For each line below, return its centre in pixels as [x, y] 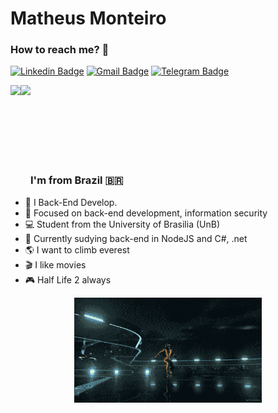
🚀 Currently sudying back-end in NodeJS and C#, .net [136, 238]
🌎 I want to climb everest [77, 249]
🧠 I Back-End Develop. [71, 202]
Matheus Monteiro [88, 18]
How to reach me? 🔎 [60, 50]
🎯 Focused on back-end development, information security [146, 213]
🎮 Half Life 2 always [68, 279]
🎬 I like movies [55, 264]
